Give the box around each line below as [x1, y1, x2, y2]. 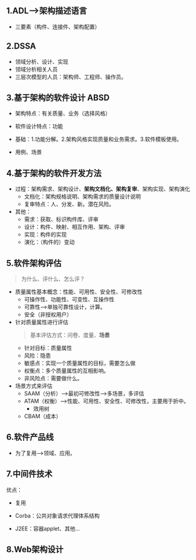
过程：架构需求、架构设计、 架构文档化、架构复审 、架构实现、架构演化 [15, 185, 191, 193]
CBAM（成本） [24, 412, 62, 420]
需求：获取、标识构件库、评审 [24, 216, 99, 223]
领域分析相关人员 [15, 66, 58, 73]
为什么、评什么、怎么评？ [21, 275, 85, 282]
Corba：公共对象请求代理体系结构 [15, 512, 100, 519]
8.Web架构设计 [6, 544, 64, 555]
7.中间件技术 [6, 469, 53, 479]
